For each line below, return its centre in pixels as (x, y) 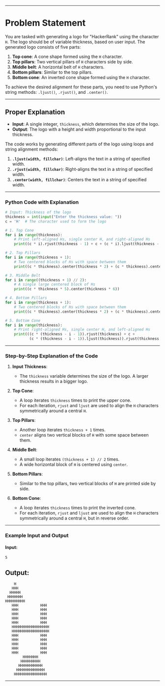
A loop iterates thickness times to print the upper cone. (75, 400)
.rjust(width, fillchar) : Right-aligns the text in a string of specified (82, 169)
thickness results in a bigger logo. (54, 382)
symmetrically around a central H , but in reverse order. (74, 518)
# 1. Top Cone (20, 230)
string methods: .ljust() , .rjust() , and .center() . (56, 92)
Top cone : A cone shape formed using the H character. (68, 56)
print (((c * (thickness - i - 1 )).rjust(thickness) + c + (74, 334)
